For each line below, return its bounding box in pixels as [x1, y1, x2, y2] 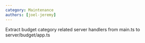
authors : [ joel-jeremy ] [5, 12, 56, 17]
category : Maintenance [5, 7, 54, 13]
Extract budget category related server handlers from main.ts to [5, 26, 140, 32]
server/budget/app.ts [5, 32, 50, 38]
